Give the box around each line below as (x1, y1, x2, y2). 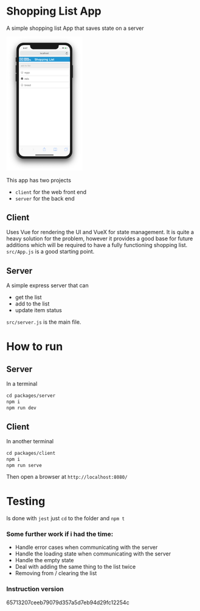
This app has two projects (6, 176, 72, 184)
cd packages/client (6, 450, 56, 457)
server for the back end (15, 195, 75, 202)
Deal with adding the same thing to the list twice (15, 563, 136, 571)
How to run (6, 340, 63, 354)
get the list (15, 294, 42, 301)
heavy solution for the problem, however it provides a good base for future (6, 235, 193, 242)
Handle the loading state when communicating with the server (15, 550, 171, 557)
